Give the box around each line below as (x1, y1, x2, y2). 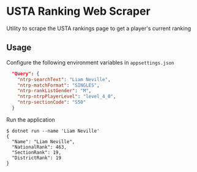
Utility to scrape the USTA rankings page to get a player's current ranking (6, 25, 191, 32)
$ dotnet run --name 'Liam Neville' (6, 128, 100, 134)
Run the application (6, 115, 55, 123)
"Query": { (12, 71, 40, 77)
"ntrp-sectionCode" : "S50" (17, 100, 86, 106)
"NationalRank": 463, (12, 144, 67, 150)
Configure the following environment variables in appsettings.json (6, 58, 174, 66)
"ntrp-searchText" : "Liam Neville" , (17, 76, 111, 82)
